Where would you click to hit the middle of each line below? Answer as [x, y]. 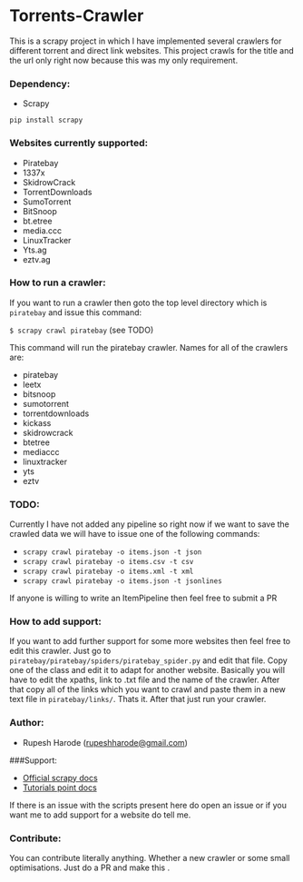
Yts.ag [34, 250]
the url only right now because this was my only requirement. [124, 60]
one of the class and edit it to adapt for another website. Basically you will [147, 670]
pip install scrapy [46, 120]
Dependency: [40, 84]
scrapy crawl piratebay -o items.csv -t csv [108, 562]
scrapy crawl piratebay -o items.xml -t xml [108, 572]
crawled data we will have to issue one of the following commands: [135, 534]
